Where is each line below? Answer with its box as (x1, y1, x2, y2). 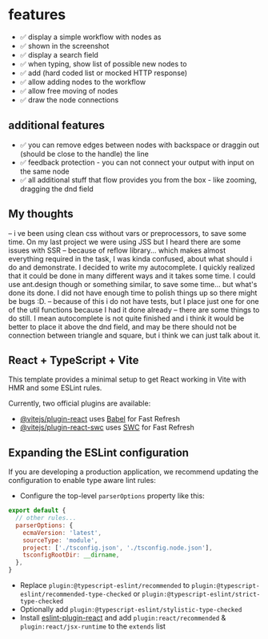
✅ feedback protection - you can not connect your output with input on (19, 158, 254, 167)
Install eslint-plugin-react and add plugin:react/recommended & (19, 613, 226, 623)
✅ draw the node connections (19, 94, 119, 105)
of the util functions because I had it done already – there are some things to (8, 305, 260, 314)
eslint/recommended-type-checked (19, 590, 132, 599)
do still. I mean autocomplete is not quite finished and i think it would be (8, 314, 245, 323)
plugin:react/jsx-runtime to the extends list (19, 621, 166, 631)
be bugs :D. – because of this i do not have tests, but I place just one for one (8, 296, 259, 306)
